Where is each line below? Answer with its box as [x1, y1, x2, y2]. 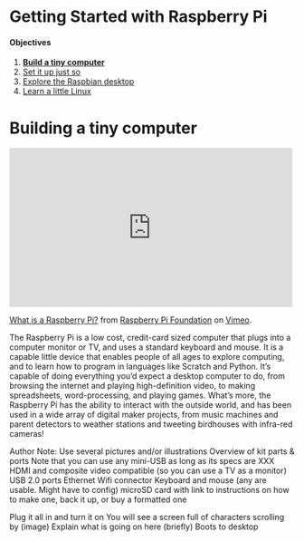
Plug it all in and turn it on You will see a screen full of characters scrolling [9, 512, 285, 523]
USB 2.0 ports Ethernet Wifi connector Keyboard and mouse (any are [9, 475, 267, 486]
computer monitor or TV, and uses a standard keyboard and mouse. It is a [9, 342, 284, 353]
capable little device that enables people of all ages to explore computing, [9, 352, 285, 362]
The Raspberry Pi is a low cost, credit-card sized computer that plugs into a [9, 333, 291, 343]
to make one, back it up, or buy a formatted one [9, 494, 187, 505]
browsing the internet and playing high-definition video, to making [9, 381, 256, 391]
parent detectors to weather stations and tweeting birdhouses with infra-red [9, 419, 293, 430]
